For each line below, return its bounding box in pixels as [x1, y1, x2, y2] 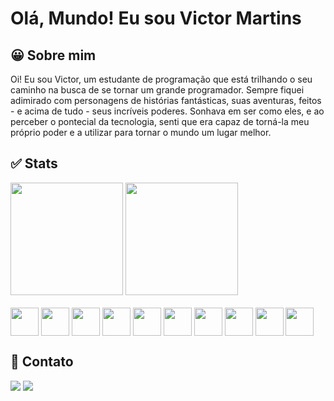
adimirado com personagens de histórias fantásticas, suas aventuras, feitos [10, 95, 322, 106]
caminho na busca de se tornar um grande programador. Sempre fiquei [10, 84, 305, 96]
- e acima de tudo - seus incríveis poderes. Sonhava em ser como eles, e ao [10, 105, 325, 117]
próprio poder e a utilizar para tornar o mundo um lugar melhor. [10, 127, 272, 138]
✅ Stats [10, 155, 58, 172]
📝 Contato [10, 353, 74, 371]
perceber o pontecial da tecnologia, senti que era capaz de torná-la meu [10, 116, 310, 127]
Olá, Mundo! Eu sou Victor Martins [10, 7, 302, 30]
